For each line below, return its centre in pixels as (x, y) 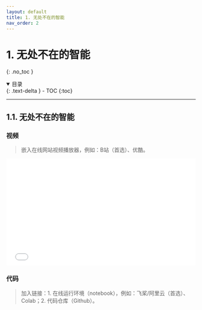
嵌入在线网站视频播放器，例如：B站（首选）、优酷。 (84, 150)
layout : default (26, 12)
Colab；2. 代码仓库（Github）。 (59, 300)
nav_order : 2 (23, 23)
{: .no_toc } (20, 72)
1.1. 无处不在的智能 (41, 117)
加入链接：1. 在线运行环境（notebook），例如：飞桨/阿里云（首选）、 (105, 293)
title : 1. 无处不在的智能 (35, 17)
